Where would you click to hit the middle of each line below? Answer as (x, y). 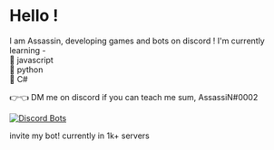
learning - (28, 50)
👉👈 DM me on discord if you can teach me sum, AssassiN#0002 (134, 97)
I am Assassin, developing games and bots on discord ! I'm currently (137, 41)
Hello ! (34, 16)
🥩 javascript (32, 60)
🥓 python (26, 70)
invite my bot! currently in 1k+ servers (79, 136)
